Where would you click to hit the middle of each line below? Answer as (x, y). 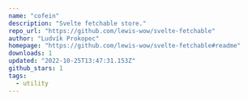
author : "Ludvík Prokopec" (54, 38)
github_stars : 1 (36, 69)
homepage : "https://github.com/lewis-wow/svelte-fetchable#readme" (125, 46)
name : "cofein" (34, 16)
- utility (32, 83)
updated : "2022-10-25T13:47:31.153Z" (72, 61)
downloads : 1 (30, 53)
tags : (17, 76)
